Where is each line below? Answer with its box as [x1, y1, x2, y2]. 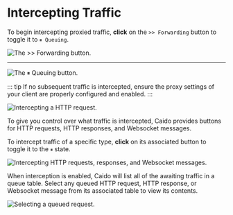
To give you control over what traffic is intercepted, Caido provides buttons [7, 117, 222, 125]
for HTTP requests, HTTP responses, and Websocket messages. [7, 123, 192, 132]
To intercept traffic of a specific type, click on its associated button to [7, 137, 207, 146]
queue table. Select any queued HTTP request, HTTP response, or [7, 179, 197, 187]
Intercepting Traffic [7, 5, 121, 21]
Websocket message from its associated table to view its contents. [7, 186, 198, 195]
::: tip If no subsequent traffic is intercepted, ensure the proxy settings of [7, 82, 215, 91]
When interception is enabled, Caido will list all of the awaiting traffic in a [7, 171, 215, 180]
